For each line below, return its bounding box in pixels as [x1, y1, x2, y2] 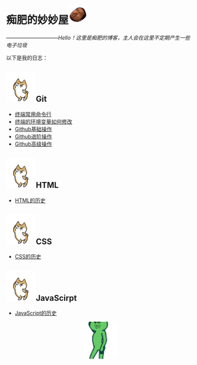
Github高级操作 [14, 140, 52, 147]
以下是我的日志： [6, 54, 48, 61]
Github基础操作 [14, 125, 52, 133]
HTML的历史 [14, 197, 46, 204]
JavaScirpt [36, 293, 77, 303]
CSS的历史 [14, 253, 42, 260]
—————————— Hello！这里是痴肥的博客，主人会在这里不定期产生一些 [6, 34, 190, 41]
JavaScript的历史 [14, 310, 58, 317]
